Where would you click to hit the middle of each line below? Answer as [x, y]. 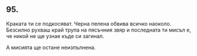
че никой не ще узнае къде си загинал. [55, 36]
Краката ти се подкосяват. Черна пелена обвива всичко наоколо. [89, 23]
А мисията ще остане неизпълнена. [51, 47]
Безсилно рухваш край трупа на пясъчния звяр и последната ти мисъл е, [99, 30]
